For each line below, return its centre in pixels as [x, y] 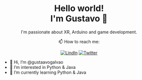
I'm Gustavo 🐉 [79, 19]
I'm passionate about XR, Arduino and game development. [79, 32]
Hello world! [79, 8]
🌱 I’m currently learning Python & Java [48, 72]
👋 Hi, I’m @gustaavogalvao [36, 62]
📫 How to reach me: [79, 41]
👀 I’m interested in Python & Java [43, 67]
